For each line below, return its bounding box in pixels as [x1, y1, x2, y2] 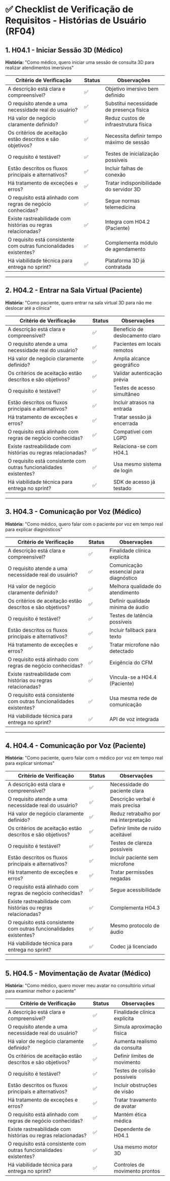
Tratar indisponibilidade [105, 180, 161, 186]
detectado [109, 647, 134, 654]
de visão [113, 1088, 134, 1095]
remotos [113, 347, 133, 354]
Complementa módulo [105, 239, 158, 246]
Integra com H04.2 [105, 218, 150, 225]
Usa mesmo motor [113, 1143, 158, 1150]
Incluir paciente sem [110, 854, 158, 861]
